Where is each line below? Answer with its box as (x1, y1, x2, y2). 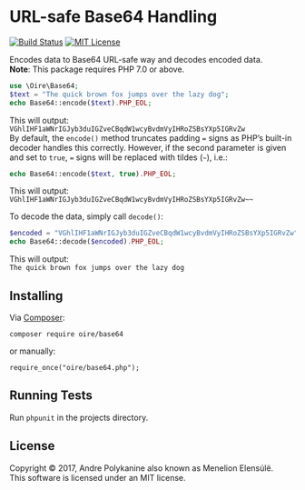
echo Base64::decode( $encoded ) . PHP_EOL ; (9, 237, 165, 246)
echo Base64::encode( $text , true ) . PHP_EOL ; (9, 169, 177, 178)
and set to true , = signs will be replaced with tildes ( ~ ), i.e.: (9, 152, 229, 163)
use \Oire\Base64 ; (9, 81, 79, 90)
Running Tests (9, 388, 93, 404)
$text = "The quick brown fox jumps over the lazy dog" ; (9, 89, 230, 99)
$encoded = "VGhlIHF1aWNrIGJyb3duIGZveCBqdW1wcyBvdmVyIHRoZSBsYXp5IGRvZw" (9, 229, 299, 238)
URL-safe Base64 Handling (9, 6, 218, 27)
